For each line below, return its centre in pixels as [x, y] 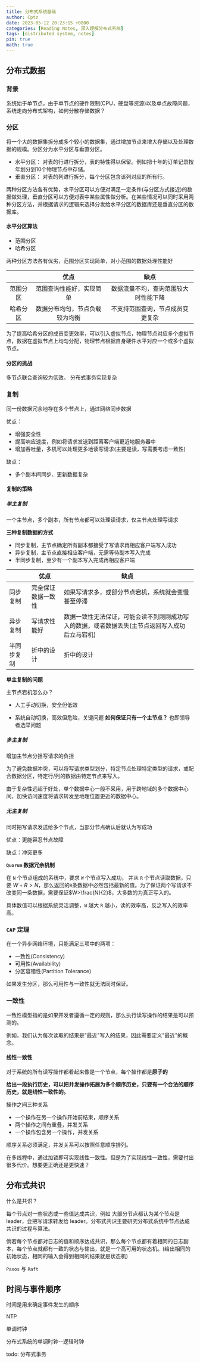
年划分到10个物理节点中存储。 [51, 169]
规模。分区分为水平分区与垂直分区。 [61, 149]
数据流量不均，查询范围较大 [150, 288]
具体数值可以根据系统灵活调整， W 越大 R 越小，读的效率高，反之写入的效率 [97, 905]
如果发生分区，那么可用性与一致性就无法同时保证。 [69, 984]
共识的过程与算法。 [30, 1228]
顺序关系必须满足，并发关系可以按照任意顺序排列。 [69, 1144]
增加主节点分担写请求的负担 [40, 756]
